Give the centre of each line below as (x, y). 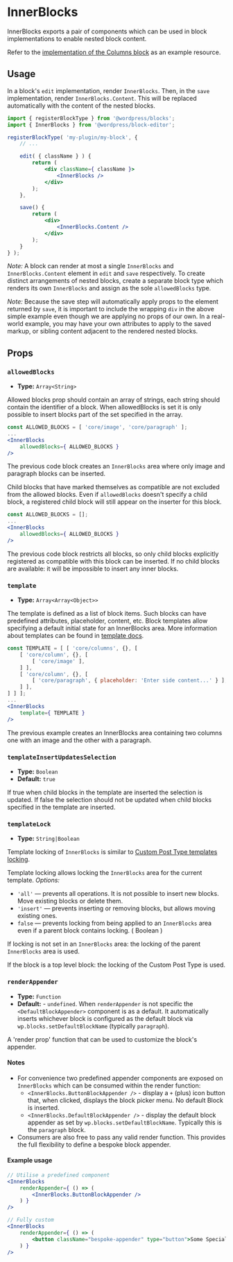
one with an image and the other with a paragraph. (79, 740)
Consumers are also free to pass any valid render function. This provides (121, 1137)
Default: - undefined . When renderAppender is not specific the (105, 1003)
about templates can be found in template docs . (76, 636)
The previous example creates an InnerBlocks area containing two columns (115, 732)
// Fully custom (31, 1220)
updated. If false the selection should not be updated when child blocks (110, 799)
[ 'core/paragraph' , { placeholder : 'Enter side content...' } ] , (130, 681)
